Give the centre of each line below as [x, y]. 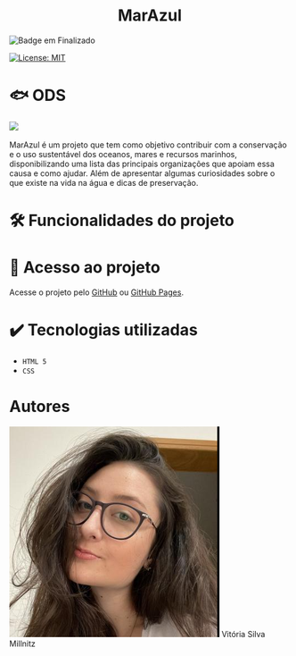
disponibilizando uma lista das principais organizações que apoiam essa [142, 164]
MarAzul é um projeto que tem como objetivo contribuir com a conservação [148, 145]
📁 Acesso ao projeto [85, 268]
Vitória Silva [243, 634]
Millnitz [22, 643]
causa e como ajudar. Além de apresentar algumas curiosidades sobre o [142, 173]
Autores [40, 407]
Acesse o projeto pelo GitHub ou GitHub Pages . [97, 292]
